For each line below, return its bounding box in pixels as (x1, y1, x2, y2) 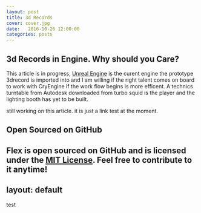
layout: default (6, 185, 63, 195)
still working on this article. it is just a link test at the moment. (6, 107, 159, 114)
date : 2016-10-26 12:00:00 (6, 25, 80, 32)
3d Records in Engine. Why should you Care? (6, 54, 180, 64)
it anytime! (6, 164, 48, 174)
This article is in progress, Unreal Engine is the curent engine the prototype (6, 70, 194, 77)
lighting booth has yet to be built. (6, 95, 89, 103)
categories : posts (6, 31, 53, 38)
